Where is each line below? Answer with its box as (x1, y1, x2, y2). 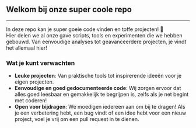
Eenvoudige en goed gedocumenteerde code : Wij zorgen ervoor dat (14, 85, 181, 92)
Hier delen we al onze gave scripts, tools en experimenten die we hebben (6, 32, 183, 39)
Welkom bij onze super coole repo (6, 5, 132, 15)
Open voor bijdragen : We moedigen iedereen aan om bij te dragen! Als (14, 103, 185, 110)
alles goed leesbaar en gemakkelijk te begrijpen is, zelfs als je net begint (14, 91, 189, 98)
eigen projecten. (14, 78, 54, 85)
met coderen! (14, 97, 47, 104)
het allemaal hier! (6, 44, 48, 51)
